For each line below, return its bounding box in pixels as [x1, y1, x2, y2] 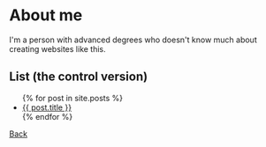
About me [9, 5, 83, 26]
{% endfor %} [21, 111, 73, 121]
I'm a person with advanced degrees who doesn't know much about [9, 34, 258, 45]
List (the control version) [9, 70, 148, 85]
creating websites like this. [9, 43, 106, 54]
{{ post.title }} [21, 102, 72, 113]
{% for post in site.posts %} [21, 92, 124, 103]
